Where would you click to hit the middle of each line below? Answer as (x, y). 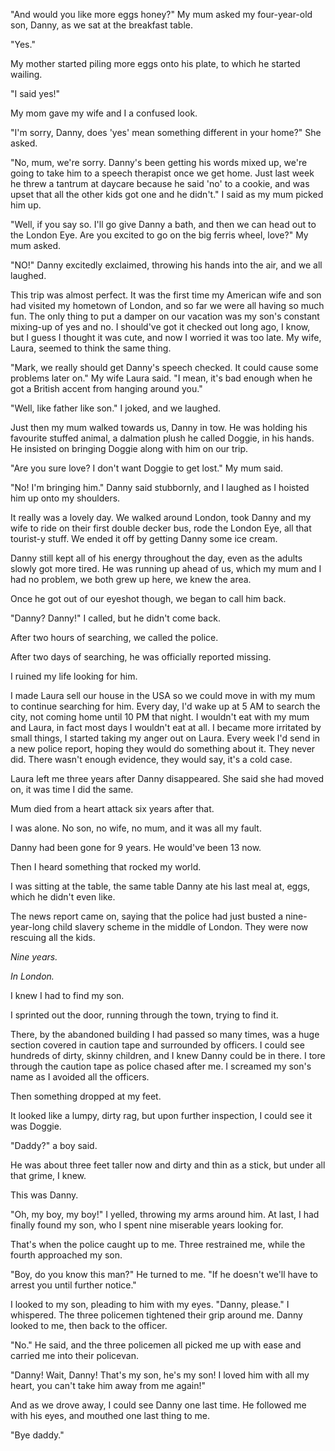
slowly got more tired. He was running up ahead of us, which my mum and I (166, 568)
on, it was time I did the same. (72, 789)
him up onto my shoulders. (65, 498)
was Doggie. (36, 1126)
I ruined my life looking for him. (74, 676)
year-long (30, 927)
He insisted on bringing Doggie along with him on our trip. (129, 448)
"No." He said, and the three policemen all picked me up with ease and (156, 1345)
